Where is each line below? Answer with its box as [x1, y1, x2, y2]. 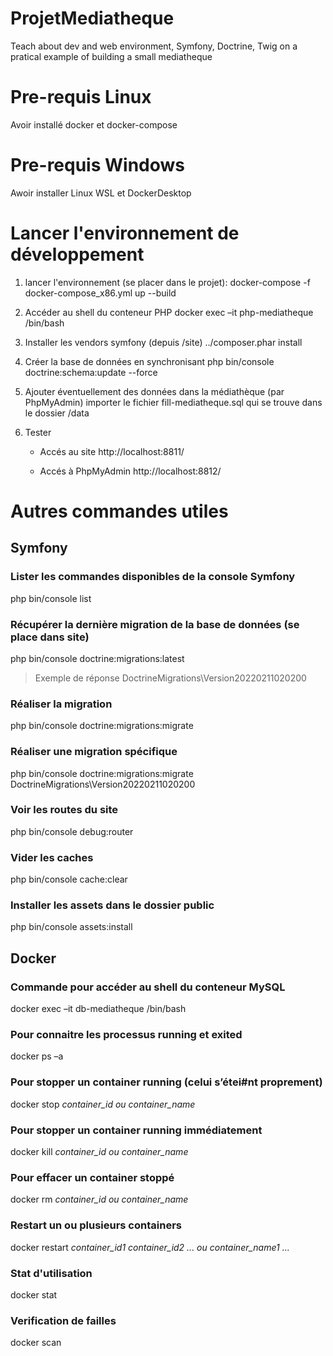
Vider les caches [10, 850, 94, 864]
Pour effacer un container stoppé [10, 1170, 175, 1184]
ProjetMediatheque [10, 7, 175, 30]
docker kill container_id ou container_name [10, 1145, 189, 1157]
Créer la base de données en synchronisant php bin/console [24, 355, 275, 367]
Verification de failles [10, 1313, 117, 1327]
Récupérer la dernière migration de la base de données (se [10, 617, 300, 631]
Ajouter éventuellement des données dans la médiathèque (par [24, 385, 285, 397]
